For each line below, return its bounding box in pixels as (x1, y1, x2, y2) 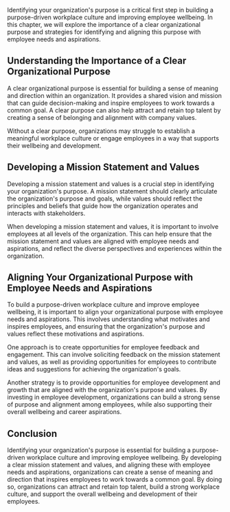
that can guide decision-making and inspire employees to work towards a (7, 99, 215, 107)
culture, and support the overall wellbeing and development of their (7, 490, 198, 498)
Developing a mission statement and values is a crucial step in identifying (7, 179, 215, 188)
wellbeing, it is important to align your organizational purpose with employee (7, 308, 223, 316)
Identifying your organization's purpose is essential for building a (7, 446, 191, 454)
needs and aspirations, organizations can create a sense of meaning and (7, 468, 213, 476)
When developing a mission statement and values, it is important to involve (7, 222, 219, 230)
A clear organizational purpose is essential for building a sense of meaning (7, 84, 218, 92)
